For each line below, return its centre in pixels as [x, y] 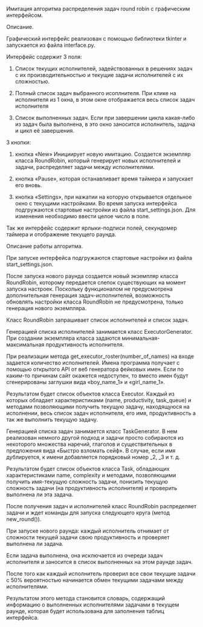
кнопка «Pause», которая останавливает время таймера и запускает [104, 179]
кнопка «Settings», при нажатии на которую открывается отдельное [103, 197]
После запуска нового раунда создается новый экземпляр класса [92, 276]
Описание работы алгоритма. [45, 246]
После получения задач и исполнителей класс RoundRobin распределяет [101, 506]
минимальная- [141, 338]
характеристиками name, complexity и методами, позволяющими [91, 475]
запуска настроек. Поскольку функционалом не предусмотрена [90, 289]
